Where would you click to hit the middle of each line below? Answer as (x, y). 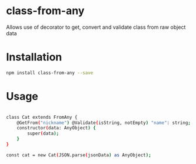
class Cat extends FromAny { (42, 117)
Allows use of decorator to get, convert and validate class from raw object (96, 27)
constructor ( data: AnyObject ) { (56, 128)
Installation (34, 57)
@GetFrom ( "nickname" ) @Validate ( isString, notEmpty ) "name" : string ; (104, 123)
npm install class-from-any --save (50, 73)
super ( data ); (43, 133)
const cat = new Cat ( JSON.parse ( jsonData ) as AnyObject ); (79, 155)
